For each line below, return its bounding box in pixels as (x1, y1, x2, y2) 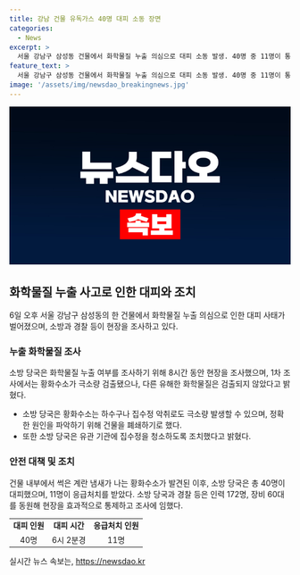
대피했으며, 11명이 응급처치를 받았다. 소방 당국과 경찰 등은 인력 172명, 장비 (9, 488, 266, 499)
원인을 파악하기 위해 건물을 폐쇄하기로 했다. (31, 420, 183, 430)
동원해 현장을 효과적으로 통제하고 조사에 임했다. (18, 500, 184, 511)
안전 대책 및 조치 (9, 455, 75, 468)
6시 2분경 (52, 534, 87, 545)
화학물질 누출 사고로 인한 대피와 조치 (9, 284, 196, 299)
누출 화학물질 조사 (9, 345, 82, 357)
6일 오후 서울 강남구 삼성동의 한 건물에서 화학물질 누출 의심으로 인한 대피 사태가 (9, 310, 286, 321)
